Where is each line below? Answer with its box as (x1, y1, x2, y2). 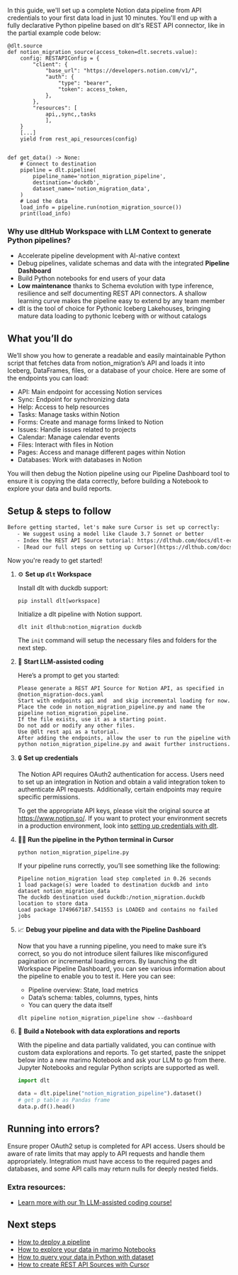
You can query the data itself (28, 1001, 113, 1009)
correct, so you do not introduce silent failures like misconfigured (17, 949, 208, 958)
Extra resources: (7, 1182, 66, 1192)
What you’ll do (7, 332, 73, 344)
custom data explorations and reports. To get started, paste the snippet (17, 1049, 226, 1057)
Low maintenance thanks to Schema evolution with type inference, (17, 282, 214, 290)
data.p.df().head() (17, 1103, 76, 1110)
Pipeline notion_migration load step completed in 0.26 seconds (17, 875, 212, 882)
